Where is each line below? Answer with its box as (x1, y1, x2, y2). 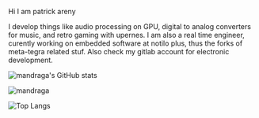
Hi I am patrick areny (8, 7, 77, 16)
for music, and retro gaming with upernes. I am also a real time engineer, (8, 31, 246, 39)
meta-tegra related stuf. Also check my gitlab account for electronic (8, 47, 230, 56)
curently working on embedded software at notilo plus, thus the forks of (8, 39, 243, 48)
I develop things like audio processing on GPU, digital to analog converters (8, 22, 252, 31)
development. (8, 55, 53, 65)
